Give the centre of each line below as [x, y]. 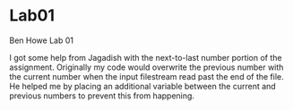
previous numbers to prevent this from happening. [102, 96]
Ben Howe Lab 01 [42, 40]
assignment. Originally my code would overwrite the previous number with [146, 67]
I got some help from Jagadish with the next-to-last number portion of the [146, 57]
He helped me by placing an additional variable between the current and [142, 86]
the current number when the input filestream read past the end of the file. [146, 76]
